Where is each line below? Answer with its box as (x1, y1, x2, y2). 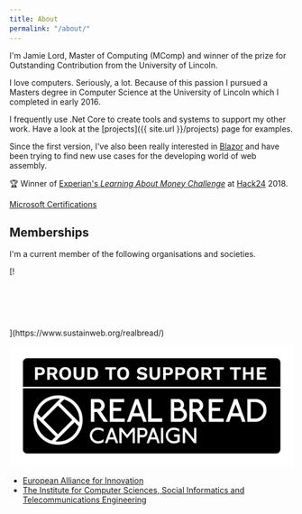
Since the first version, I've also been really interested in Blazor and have (9, 141, 279, 151)
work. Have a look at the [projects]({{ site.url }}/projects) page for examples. (9, 123, 293, 134)
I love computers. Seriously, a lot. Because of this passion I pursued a (9, 77, 269, 87)
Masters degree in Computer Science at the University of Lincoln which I (9, 87, 279, 97)
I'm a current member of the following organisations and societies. (9, 249, 256, 260)
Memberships (9, 225, 90, 240)
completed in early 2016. (9, 96, 101, 107)
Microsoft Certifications (9, 198, 97, 209)
